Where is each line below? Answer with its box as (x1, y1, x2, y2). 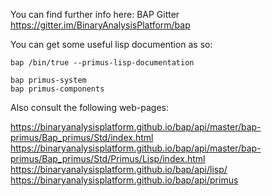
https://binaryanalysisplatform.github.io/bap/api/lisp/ (10, 164, 228, 175)
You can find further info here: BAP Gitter (10, 9, 180, 20)
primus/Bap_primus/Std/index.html (10, 132, 154, 143)
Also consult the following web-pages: (10, 102, 170, 113)
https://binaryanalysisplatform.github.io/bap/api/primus (10, 174, 239, 186)
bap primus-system (10, 75, 87, 85)
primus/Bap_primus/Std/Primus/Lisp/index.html (10, 153, 206, 164)
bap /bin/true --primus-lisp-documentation (10, 58, 195, 68)
